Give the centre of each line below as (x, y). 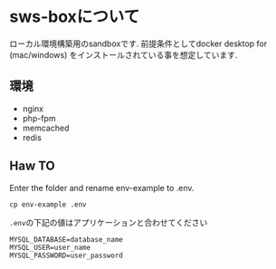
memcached (46, 128)
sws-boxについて (75, 17)
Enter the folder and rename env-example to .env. (102, 187)
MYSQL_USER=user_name (50, 247)
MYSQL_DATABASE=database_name (67, 239)
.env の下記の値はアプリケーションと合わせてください (109, 222)
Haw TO (33, 166)
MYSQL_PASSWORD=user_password (67, 255)
